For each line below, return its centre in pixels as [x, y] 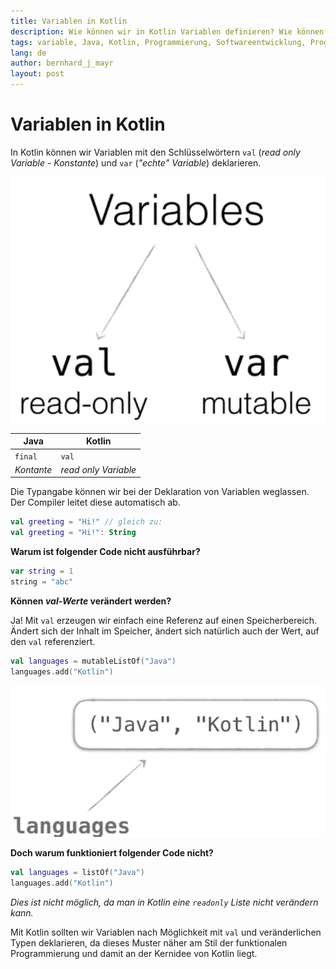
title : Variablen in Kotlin [69, 21]
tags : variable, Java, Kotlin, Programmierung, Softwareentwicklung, [158, 42]
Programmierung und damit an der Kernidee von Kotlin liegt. [134, 954]
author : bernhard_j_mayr [62, 63]
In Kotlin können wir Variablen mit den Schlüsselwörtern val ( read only [155, 152]
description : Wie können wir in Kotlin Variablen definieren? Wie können [167, 31]
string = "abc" [42, 581]
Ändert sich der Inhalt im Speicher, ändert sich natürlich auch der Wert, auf [165, 631]
